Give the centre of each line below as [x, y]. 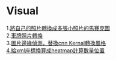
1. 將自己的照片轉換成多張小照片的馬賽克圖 [58, 28]
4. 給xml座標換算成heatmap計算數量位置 [56, 50]
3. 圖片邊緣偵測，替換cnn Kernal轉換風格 [56, 43]
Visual [23, 11]
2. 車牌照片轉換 [25, 35]
